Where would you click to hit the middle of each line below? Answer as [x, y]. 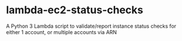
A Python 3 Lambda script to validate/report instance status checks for [91, 26]
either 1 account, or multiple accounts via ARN [62, 32]
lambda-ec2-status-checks [75, 10]
